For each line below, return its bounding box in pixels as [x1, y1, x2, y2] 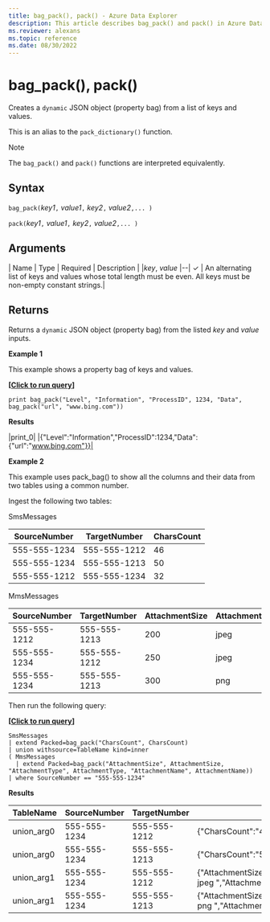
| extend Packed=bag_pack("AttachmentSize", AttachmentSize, [15, 760, 225, 768]
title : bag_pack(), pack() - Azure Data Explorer [8, 11, 178, 20]
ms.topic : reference [8, 34, 78, 43]
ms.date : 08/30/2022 [8, 42, 78, 50]
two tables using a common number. [8, 480, 129, 490]
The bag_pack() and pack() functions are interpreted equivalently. [8, 158, 226, 168]
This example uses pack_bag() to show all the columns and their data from [8, 472, 256, 481]
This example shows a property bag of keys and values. [8, 364, 194, 374]
